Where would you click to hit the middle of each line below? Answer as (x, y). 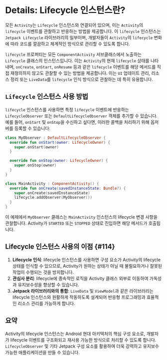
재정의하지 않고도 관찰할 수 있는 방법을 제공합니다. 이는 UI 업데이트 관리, (80, 73)
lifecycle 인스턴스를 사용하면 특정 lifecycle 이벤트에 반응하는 (67, 109)
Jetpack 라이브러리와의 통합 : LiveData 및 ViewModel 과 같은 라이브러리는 (83, 291)
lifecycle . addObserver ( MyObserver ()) (53, 198)
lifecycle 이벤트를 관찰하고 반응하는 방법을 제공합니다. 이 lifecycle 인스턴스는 (83, 31)
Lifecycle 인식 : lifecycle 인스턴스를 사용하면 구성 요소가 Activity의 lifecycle (86, 260)
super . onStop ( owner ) (35, 165)
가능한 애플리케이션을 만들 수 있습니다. (42, 352)
